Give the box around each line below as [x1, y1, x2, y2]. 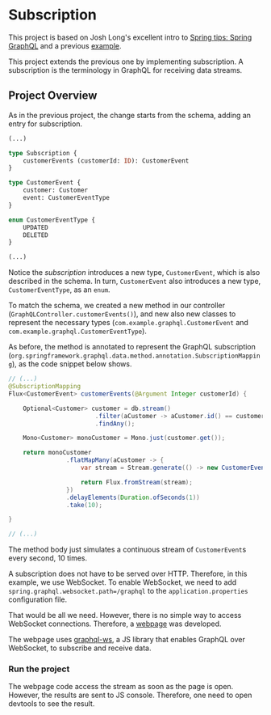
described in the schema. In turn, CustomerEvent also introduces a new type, [8, 277, 261, 286]
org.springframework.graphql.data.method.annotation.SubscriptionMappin [10, 352, 261, 361]
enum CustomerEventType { [8, 216, 95, 224]
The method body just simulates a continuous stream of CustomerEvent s [8, 544, 247, 555]
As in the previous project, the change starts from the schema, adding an [8, 110, 252, 120]
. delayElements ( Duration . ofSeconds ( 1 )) [65, 493, 200, 501]
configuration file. [8, 594, 67, 604]
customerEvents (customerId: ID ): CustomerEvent [23, 156, 190, 165]
